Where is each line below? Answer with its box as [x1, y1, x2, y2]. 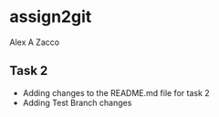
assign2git [9, 6, 92, 27]
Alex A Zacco [9, 37, 60, 48]
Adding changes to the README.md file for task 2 [22, 87, 210, 98]
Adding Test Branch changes [22, 97, 132, 108]
